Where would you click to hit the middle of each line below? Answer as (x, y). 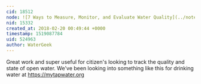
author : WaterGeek (29, 45)
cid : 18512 (20, 12)
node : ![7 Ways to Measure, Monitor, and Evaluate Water (79, 17)
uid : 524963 (21, 39)
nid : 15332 (20, 23)
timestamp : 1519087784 (34, 34)
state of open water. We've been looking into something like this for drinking (100, 68)
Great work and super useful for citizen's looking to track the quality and (95, 62)
